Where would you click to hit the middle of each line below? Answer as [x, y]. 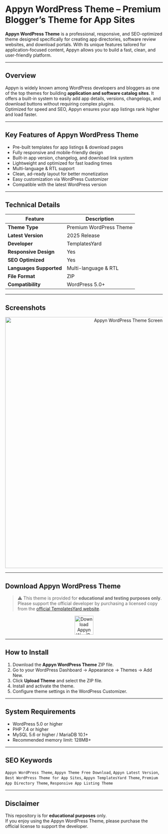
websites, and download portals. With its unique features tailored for [75, 44]
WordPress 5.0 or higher [37, 724]
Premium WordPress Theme [100, 227]
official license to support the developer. [47, 826]
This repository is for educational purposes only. [56, 816]
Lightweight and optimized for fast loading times [62, 163]
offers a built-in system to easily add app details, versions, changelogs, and [83, 98]
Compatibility [24, 285]
